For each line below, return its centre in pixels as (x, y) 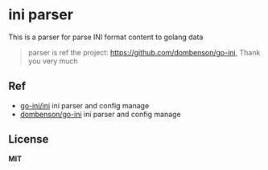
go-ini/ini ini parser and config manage (85, 105)
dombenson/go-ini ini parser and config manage (100, 114)
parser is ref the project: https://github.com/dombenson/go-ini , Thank (144, 52)
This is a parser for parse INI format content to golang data (106, 37)
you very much (53, 61)
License (29, 139)
